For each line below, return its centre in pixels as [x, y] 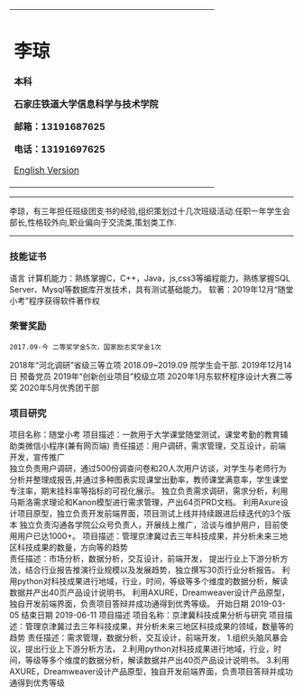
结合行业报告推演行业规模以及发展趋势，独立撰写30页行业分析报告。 [152, 570]
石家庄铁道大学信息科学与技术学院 [87, 105]
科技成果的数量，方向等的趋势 [72, 548]
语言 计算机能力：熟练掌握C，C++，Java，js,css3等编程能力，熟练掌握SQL [150, 278]
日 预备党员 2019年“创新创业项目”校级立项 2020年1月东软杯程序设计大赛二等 [151, 376]
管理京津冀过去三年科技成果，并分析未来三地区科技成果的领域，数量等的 [159, 626]
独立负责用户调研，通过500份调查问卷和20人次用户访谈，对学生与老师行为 [148, 469]
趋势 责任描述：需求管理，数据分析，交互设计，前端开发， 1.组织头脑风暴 [145, 638]
